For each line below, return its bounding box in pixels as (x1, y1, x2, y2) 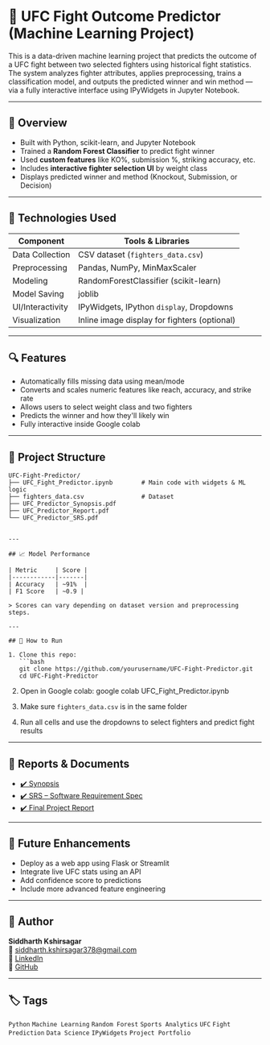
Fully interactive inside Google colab (19, 419, 141, 429)
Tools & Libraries (124, 235, 190, 247)
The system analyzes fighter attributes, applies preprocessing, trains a (8, 68, 242, 77)
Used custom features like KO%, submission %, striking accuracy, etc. (19, 155, 256, 164)
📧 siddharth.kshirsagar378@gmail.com (8, 944, 137, 954)
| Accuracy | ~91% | (8, 580, 88, 589)
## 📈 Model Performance (8, 550, 91, 558)
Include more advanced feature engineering (19, 884, 166, 894)
